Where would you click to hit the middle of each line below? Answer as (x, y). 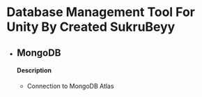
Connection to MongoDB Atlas (70, 86)
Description (34, 70)
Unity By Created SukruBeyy (91, 27)
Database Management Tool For (101, 12)
